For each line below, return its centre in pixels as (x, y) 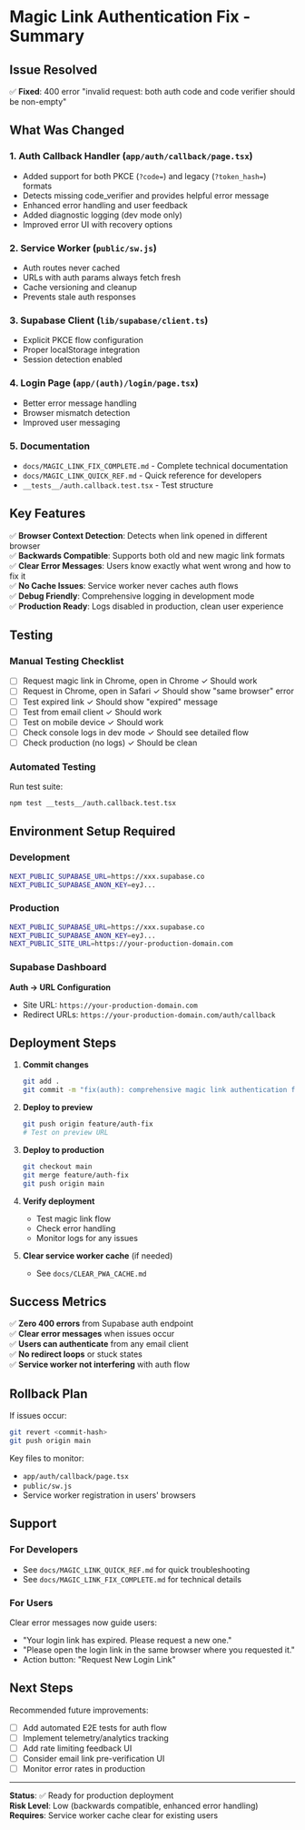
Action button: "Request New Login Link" (99, 1659)
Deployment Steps (63, 1043)
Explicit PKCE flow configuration (83, 340)
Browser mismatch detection (76, 412)
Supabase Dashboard (58, 967)
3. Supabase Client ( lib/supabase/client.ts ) (109, 320)
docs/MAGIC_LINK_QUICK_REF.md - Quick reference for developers (142, 475)
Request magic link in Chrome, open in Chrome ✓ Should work (140, 681)
